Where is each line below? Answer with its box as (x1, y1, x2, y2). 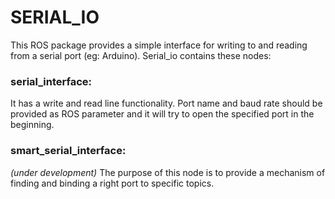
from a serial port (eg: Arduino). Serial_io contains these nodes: (10, 49, 272, 61)
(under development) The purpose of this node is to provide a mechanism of (10, 166, 326, 178)
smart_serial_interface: (10, 144, 127, 158)
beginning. (10, 119, 55, 131)
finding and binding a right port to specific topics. (10, 177, 215, 189)
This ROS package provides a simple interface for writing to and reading (10, 39, 308, 51)
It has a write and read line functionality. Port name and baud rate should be (10, 97, 323, 110)
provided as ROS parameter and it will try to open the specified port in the (10, 108, 315, 120)
